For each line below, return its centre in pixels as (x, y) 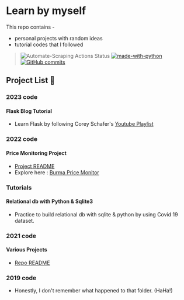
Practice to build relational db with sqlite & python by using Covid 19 (96, 214)
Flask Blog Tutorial (29, 111)
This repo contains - (30, 27)
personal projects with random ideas (59, 38)
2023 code (22, 97)
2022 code (22, 139)
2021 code (21, 236)
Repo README (32, 263)
